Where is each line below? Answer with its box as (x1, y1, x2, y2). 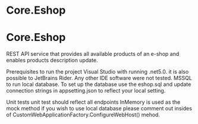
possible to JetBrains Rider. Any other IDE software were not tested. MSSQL (6, 75, 192, 82)
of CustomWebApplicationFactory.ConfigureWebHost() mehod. (6, 111, 161, 119)
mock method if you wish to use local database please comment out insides (6, 105, 192, 112)
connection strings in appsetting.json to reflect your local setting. (6, 87, 166, 94)
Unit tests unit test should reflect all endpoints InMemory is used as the (6, 98, 181, 106)
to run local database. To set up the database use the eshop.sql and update (6, 81, 191, 88)
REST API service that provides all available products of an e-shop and (6, 50, 180, 58)
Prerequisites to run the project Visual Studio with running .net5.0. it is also (6, 68, 189, 75)
